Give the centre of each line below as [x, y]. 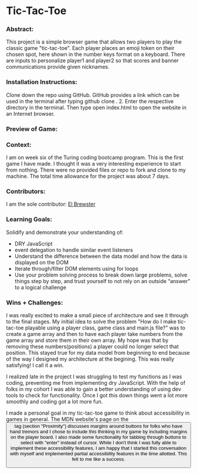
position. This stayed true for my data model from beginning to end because [98, 352]
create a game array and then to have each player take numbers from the [94, 334]
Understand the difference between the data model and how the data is [101, 256]
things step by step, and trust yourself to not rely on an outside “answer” [102, 281]
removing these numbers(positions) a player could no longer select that [92, 346]
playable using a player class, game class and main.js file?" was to [105, 328]
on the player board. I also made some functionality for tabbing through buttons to [98, 437]
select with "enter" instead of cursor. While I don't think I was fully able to [98, 443]
